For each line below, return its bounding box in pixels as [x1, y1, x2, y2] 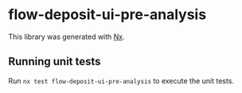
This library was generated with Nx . [8, 32, 125, 41]
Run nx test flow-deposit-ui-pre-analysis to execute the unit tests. [8, 76, 235, 85]
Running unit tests [8, 55, 101, 68]
